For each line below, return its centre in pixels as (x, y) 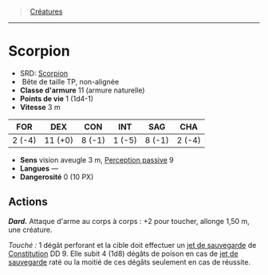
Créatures (46, 12)
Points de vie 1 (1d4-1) (57, 98)
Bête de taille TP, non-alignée (71, 81)
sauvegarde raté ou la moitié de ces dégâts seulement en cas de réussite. (130, 261)
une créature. (30, 230)
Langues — (39, 168)
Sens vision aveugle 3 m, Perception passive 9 (97, 159)
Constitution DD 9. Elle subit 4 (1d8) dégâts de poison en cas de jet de (123, 253)
